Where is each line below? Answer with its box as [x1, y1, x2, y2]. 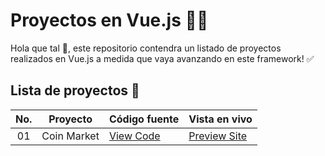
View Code [108, 129, 161, 143]
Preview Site [188, 129, 248, 143]
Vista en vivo [188, 112, 253, 126]
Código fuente [108, 112, 180, 126]
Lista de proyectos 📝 [10, 82, 140, 99]
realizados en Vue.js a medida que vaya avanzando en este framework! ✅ [10, 52, 315, 64]
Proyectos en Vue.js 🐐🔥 [10, 9, 209, 32]
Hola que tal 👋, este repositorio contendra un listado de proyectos [10, 42, 282, 54]
